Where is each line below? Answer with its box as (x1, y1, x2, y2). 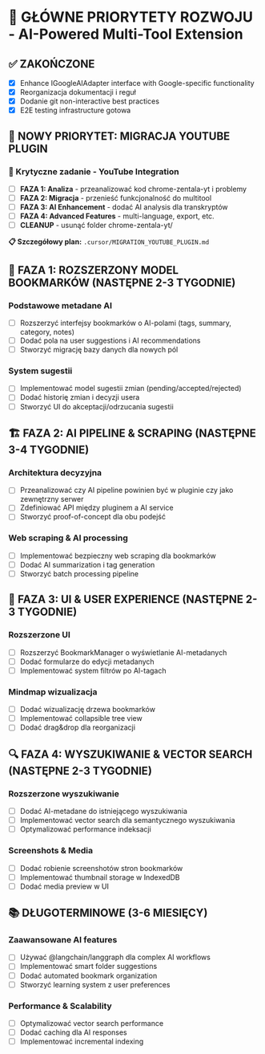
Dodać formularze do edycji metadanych (19, 657, 155, 666)
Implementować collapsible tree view (19, 714, 143, 723)
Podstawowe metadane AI (8, 299, 113, 311)
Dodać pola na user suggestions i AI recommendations (19, 336, 201, 345)
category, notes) (19, 328, 74, 336)
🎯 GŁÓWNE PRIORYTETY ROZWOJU (8, 8, 254, 26)
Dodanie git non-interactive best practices (19, 96, 160, 106)
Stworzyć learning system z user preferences (19, 979, 171, 989)
